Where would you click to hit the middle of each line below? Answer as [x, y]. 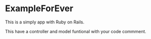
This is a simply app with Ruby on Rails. [45, 22]
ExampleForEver [39, 9]
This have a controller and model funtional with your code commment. [76, 31]
